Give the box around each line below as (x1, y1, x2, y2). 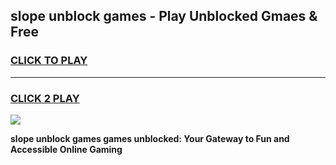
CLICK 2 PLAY (10, 91, 80, 105)
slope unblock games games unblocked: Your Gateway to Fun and (10, 132, 290, 144)
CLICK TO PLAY (10, 54, 88, 68)
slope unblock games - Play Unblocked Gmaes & (10, 8, 318, 25)
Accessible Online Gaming (10, 143, 123, 155)
